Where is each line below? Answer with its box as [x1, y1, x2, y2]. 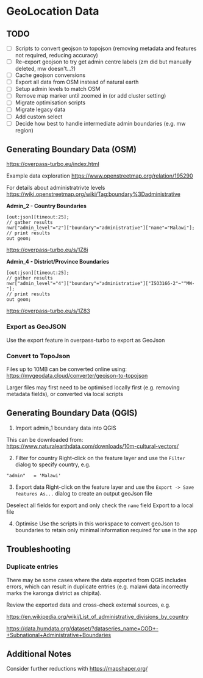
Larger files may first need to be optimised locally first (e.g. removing [6, 384, 180, 391]
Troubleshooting [6, 544, 71, 555]
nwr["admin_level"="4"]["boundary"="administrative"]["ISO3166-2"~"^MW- [6, 281, 195, 287]
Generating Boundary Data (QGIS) [6, 408, 138, 419]
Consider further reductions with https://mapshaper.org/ [6, 665, 148, 673]
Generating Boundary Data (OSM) [6, 145, 137, 155]
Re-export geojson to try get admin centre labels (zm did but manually [15, 58, 192, 65]
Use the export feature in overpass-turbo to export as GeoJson [6, 336, 165, 344]
